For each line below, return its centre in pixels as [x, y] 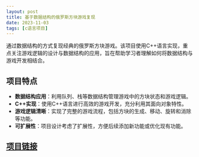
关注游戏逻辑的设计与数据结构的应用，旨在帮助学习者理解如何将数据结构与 [102, 53]
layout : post [22, 12]
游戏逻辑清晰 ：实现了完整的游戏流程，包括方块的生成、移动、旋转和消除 [103, 111]
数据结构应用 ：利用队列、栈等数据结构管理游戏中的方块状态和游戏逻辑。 [103, 97]
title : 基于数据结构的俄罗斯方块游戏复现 [51, 17]
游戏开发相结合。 [27, 60]
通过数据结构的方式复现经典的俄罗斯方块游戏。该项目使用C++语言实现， [94, 46]
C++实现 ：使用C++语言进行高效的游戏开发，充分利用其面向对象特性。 [101, 104]
